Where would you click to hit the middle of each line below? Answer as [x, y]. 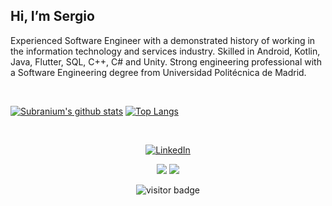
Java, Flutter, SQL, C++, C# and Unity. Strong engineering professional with [166, 61]
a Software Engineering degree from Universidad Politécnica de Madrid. [158, 72]
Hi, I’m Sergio [52, 16]
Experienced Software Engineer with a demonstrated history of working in [163, 40]
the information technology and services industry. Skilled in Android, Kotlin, [165, 51]
